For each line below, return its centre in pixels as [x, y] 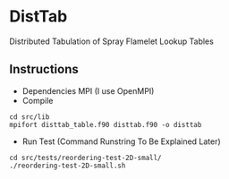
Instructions [44, 69]
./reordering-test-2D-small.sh [68, 166]
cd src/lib [30, 117]
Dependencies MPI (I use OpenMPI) [88, 90]
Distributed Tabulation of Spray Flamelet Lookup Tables [112, 41]
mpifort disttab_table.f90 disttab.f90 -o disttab [106, 124]
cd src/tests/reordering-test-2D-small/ [86, 158]
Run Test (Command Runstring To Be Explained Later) [121, 141]
